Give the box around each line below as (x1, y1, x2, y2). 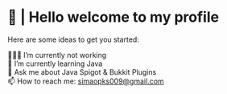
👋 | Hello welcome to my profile (7, 8, 219, 27)
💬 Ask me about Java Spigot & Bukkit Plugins (7, 67, 157, 76)
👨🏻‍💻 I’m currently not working (7, 50, 107, 59)
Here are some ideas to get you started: (7, 35, 140, 44)
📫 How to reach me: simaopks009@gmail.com (7, 76, 164, 86)
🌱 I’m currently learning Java (7, 59, 103, 68)
